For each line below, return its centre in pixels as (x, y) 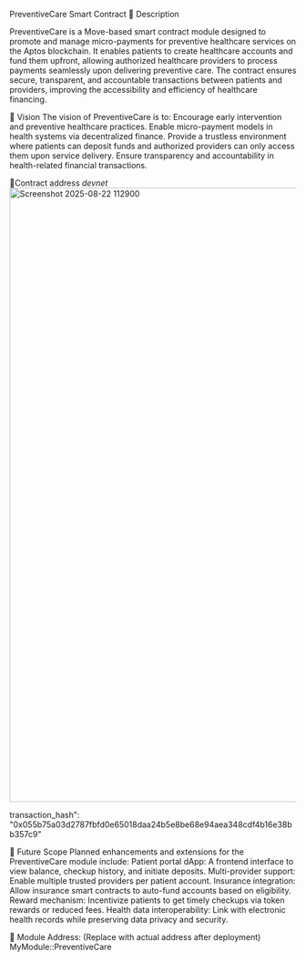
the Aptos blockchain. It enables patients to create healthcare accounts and (151, 51)
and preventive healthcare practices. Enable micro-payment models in (141, 126)
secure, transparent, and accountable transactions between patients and (146, 80)
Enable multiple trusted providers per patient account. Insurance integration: (153, 881)
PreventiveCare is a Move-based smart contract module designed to (138, 31)
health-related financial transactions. (78, 165)
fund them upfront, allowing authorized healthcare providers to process (143, 61)
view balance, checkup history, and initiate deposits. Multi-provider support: (153, 871)
